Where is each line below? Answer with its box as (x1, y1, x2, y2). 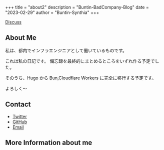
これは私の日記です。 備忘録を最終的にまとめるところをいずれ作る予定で (5, 58, 155, 64)
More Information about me (5, 139, 92, 147)
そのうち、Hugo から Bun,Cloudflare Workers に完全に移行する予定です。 (5, 75, 156, 81)
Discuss (5, 19, 21, 25)
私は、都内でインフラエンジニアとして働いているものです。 (5, 47, 127, 53)
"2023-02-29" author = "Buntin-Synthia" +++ (5, 9, 99, 15)
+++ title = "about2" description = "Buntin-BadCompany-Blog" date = (5, 4, 149, 10)
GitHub (12, 119, 27, 125)
